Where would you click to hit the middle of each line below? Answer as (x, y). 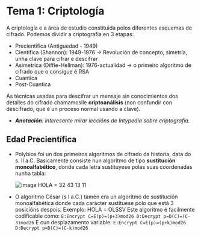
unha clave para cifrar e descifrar (56, 58)
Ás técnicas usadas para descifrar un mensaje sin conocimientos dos (92, 96)
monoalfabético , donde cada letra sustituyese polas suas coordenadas (104, 166)
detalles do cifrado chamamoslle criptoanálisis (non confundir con (89, 102)
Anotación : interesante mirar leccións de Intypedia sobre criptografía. (102, 120)
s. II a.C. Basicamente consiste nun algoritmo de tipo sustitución (95, 160)
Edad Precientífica (42, 140)
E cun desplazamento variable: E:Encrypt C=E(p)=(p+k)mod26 (111, 222)
